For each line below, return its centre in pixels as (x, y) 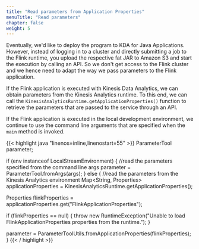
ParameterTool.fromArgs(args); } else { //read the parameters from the (92, 174)
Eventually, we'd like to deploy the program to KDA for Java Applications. (96, 45)
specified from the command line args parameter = (69, 167)
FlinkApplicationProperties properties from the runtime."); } (78, 222)
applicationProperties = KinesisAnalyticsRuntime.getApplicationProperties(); (99, 186)
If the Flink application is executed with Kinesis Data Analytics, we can (92, 88)
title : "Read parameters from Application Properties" (75, 12)
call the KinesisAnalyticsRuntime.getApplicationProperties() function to (96, 101)
